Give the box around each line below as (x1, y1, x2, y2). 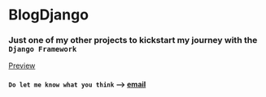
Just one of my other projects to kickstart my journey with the (8, 35, 258, 46)
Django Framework (8, 44, 77, 54)
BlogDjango (8, 6, 89, 24)
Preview (8, 61, 36, 70)
